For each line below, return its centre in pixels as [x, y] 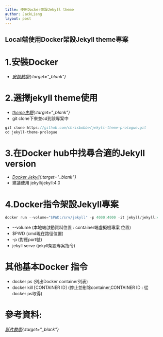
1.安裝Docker [32, 62]
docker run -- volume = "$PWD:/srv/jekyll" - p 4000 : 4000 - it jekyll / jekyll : [81, 218]
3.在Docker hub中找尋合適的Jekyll [75, 153]
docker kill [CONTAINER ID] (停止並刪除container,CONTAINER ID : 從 [80, 287]
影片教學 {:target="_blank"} [32, 329]
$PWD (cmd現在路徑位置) [38, 234]
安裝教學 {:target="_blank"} [39, 76]
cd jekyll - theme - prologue [31, 132]
